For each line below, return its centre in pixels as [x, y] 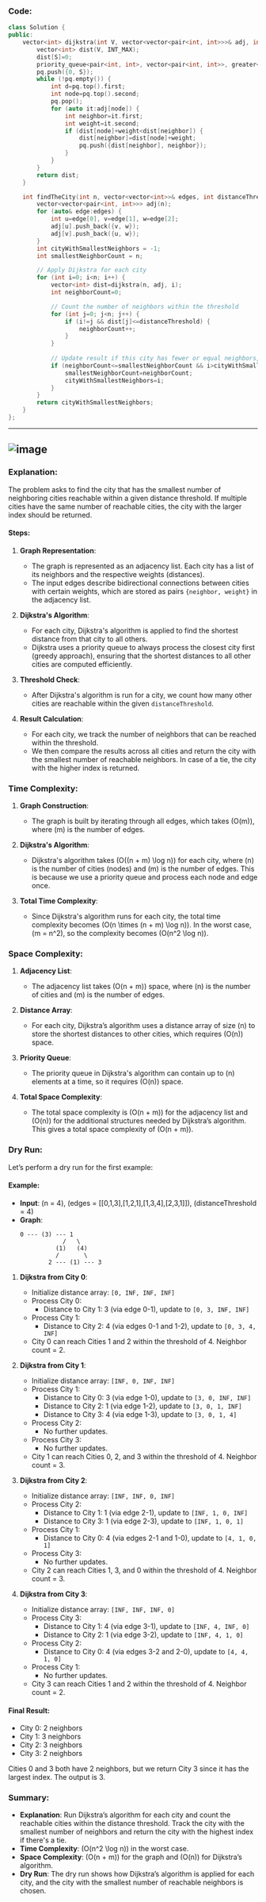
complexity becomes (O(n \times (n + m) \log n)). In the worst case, [141, 925]
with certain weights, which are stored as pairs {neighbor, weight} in [144, 591]
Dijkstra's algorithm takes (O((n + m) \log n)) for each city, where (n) [143, 861]
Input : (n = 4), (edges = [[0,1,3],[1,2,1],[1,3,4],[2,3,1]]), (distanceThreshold [138, 1203]
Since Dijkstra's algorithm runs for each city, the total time [126, 916]
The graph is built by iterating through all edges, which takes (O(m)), [143, 821]
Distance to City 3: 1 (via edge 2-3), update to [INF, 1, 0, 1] [143, 1521]
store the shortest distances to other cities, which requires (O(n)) [137, 1034]
